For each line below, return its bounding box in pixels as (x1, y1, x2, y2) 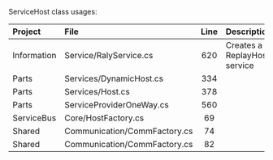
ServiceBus (12, 112, 57, 124)
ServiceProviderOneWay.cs (64, 99, 169, 110)
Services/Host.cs (64, 86, 130, 97)
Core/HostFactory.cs (64, 112, 145, 124)
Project (12, 26, 41, 37)
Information (12, 50, 57, 61)
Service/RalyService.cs (64, 50, 154, 61)
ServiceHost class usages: (8, 7, 97, 16)
